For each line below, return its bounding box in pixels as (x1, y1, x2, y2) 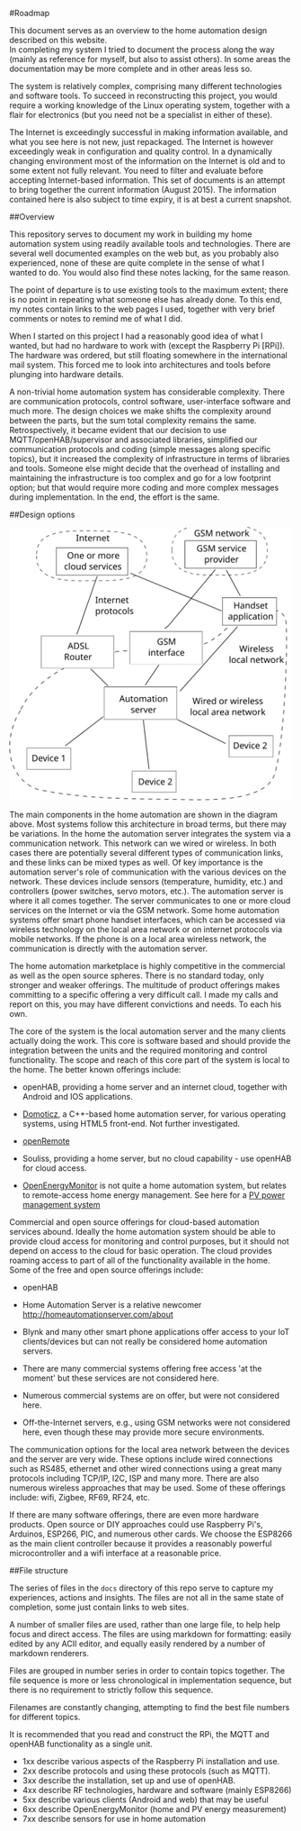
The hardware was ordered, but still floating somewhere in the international (9, 350, 288, 360)
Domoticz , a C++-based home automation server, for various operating (22, 1108, 286, 1119)
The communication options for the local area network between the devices (9, 1444, 290, 1455)
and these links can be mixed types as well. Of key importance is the (9, 857, 263, 867)
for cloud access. (22, 1162, 87, 1174)
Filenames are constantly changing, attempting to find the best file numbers (9, 1701, 290, 1712)
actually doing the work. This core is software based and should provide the (9, 1035, 291, 1046)
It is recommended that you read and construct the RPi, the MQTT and (9, 1728, 270, 1739)
